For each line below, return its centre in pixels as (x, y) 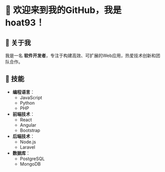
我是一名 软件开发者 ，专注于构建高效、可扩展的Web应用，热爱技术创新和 (80, 56)
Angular (28, 125)
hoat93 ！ (25, 23)
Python (27, 103)
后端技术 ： (23, 136)
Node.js (28, 142)
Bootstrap (30, 130)
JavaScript (31, 97)
